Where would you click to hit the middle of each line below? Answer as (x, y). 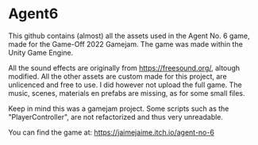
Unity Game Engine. (41, 52)
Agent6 (33, 14)
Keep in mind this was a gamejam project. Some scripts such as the (119, 109)
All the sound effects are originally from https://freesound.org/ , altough (124, 67)
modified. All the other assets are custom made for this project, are (118, 76)
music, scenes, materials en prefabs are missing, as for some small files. (127, 93)
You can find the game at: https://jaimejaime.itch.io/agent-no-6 (111, 132)
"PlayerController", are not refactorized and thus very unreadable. (116, 116)
